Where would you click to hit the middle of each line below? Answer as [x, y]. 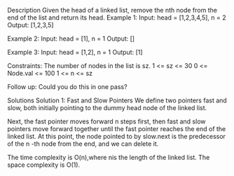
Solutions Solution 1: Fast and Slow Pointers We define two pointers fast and [117, 100]
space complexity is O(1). [44, 165]
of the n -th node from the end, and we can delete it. [83, 144]
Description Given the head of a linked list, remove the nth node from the [112, 10]
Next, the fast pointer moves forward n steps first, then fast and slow [106, 121]
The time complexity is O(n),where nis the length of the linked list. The [109, 157]
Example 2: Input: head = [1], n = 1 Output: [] [71, 39]
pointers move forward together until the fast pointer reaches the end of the [117, 129]
